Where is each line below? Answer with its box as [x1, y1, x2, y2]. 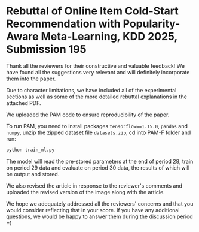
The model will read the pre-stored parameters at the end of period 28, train [6, 158, 194, 165]
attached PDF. [6, 99, 41, 106]
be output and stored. [6, 170, 60, 177]
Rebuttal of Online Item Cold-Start [6, 4, 179, 18]
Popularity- [123, 17, 180, 31]
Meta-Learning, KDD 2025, [41, 30, 178, 43]
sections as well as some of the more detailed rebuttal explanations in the [6, 93, 187, 100]
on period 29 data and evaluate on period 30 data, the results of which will [6, 164, 190, 171]
